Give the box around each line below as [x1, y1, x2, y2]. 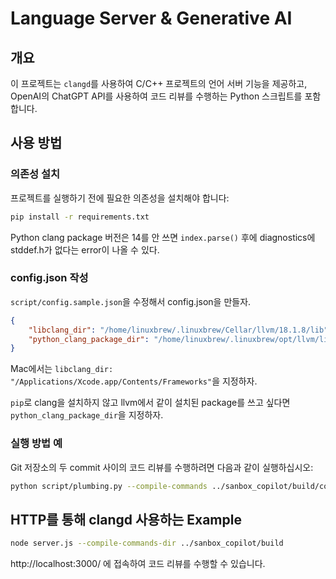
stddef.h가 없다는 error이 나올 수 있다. [10, 243, 160, 256]
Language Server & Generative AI [10, 7, 293, 30]
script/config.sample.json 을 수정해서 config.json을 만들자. [10, 295, 252, 307]
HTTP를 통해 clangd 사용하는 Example [10, 511, 242, 528]
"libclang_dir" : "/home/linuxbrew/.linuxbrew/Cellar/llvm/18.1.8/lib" [28, 325, 329, 335]
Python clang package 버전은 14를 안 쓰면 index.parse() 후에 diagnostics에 [10, 231, 316, 243]
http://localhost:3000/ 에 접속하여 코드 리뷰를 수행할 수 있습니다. [10, 558, 266, 570]
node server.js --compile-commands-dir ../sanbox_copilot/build [10, 538, 284, 549]
